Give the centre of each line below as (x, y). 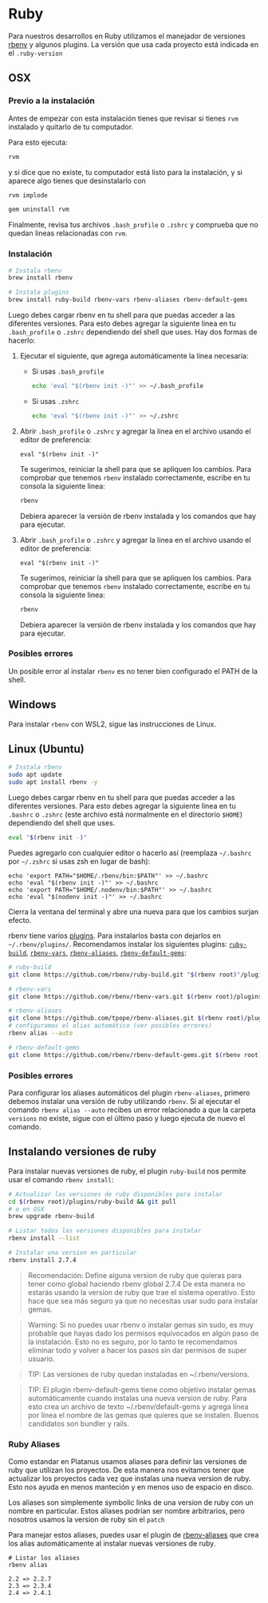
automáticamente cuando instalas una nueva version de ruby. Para (137, 1398)
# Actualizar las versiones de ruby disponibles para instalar (116, 1194)
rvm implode (28, 195)
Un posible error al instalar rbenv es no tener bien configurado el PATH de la (133, 671)
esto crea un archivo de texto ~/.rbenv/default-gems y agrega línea (138, 1407)
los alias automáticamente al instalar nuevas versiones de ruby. (112, 1544)
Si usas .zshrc (55, 401)
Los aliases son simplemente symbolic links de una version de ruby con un (131, 1502)
